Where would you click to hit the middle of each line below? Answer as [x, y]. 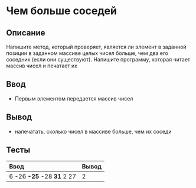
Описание [26, 33]
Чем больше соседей [61, 11]
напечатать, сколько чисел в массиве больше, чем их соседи [93, 131]
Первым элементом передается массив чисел [74, 98]
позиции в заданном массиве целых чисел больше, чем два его [87, 53]
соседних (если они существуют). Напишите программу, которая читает [98, 59]
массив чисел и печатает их [42, 66]
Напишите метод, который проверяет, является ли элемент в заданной [97, 47]
